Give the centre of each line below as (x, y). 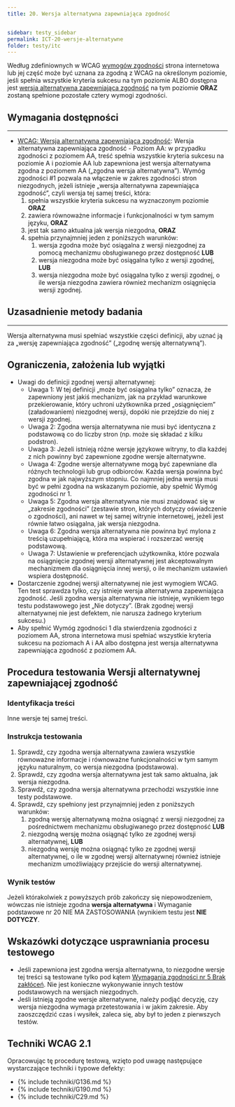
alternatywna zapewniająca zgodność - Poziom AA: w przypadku (112, 149)
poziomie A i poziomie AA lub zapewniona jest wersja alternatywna (114, 163)
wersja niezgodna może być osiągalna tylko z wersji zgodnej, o (129, 275)
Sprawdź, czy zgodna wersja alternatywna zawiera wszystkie (106, 752)
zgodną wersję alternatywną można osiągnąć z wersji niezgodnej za (126, 819)
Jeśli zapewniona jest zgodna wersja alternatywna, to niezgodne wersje (121, 970)
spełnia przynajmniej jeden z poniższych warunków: (103, 238)
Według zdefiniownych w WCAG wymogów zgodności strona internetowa (113, 66)
